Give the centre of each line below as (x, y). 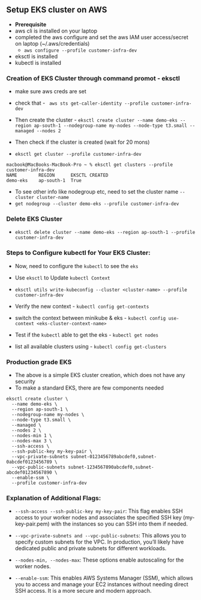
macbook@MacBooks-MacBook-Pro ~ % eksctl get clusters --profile (89, 165)
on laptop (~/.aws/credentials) (52, 43)
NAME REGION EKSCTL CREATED (58, 176)
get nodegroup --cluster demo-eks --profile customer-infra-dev (97, 204)
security (25, 381)
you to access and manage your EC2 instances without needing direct (102, 584)
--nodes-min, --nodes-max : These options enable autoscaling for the (99, 560)
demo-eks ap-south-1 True (44, 181)
